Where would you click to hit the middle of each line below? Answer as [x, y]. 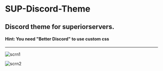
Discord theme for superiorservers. [60, 27]
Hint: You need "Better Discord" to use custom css [57, 39]
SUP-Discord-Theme [48, 9]
